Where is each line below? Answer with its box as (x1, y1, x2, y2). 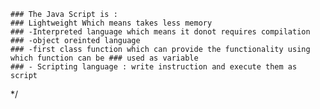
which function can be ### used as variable (10, 53, 199, 63)
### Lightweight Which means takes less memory (10, 18, 213, 28)
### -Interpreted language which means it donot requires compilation (10, 27, 311, 37)
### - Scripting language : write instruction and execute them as (10, 62, 298, 72)
